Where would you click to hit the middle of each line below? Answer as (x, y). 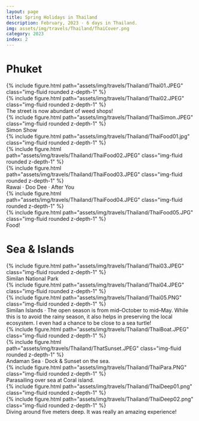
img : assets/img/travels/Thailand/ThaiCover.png (68, 28)
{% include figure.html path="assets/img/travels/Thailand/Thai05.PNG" (94, 297)
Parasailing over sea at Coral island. (50, 380)
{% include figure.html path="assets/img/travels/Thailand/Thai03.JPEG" (95, 266)
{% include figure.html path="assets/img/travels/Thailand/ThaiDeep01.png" (99, 386)
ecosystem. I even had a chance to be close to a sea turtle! (79, 322)
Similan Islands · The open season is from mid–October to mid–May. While (97, 310)
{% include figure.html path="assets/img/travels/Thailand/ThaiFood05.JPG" (100, 212)
